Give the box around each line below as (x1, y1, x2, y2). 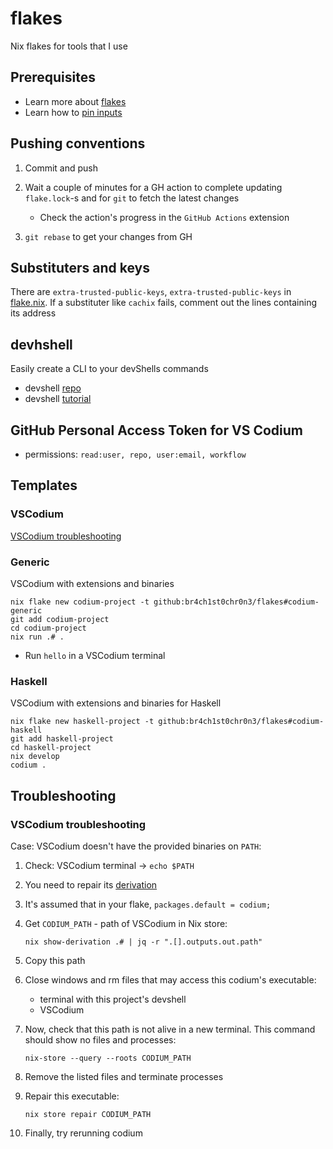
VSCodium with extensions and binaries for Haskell (10, 697, 222, 709)
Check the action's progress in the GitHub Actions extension (39, 211, 290, 223)
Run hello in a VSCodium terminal (24, 649, 166, 661)
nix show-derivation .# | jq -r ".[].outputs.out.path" (24, 937, 263, 947)
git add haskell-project (10, 734, 114, 744)
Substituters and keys (10, 259, 150, 276)
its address (10, 307, 57, 319)
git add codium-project (10, 614, 110, 624)
